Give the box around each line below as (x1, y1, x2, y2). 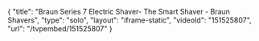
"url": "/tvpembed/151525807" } (7, 24, 113, 33)
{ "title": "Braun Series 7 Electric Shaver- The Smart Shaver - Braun (7, 7, 231, 16)
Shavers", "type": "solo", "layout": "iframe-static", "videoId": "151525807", (7, 15, 252, 25)
